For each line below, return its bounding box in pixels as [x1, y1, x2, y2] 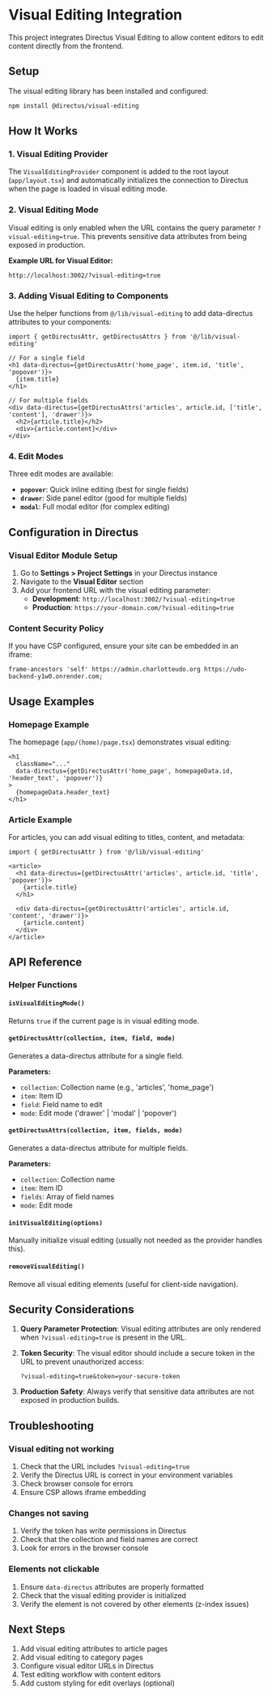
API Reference [8, 955, 83, 969]
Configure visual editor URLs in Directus [19, 1661, 154, 1671]
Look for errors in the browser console [19, 1543, 149, 1553]
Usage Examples [8, 694, 95, 708]
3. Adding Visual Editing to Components [8, 290, 168, 301]
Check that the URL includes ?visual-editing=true [19, 1462, 190, 1471]
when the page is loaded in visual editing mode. [8, 184, 168, 194]
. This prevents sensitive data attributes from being [77, 231, 247, 241]
